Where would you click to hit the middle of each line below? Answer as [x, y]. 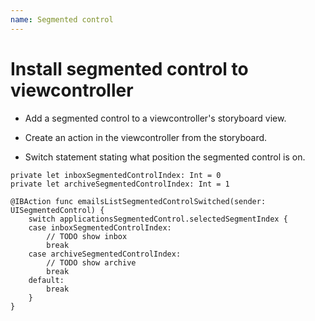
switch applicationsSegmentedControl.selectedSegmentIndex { [158, 219]
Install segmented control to [129, 68]
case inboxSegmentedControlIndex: [100, 227]
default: [46, 280]
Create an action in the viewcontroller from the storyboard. [146, 137]
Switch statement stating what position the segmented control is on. [165, 157]
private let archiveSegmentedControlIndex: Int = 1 [120, 184]
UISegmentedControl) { [57, 210]
